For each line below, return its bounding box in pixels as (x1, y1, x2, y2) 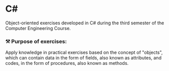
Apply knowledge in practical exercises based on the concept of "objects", (5, 49, 163, 56)
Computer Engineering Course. (5, 25, 71, 31)
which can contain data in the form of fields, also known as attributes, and (5, 55, 162, 61)
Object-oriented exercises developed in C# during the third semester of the (5, 20, 164, 26)
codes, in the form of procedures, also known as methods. (5, 60, 129, 66)
